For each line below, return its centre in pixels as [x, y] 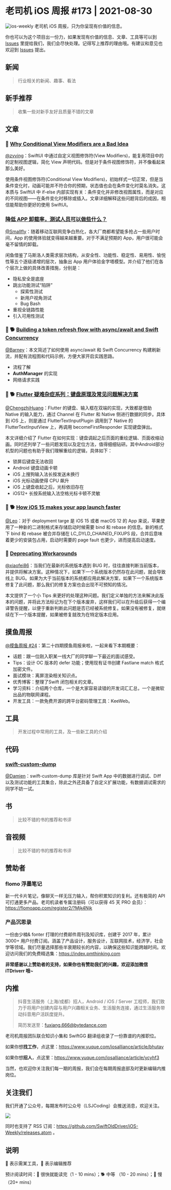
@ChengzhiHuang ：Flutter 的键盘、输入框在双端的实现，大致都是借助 [79, 408]
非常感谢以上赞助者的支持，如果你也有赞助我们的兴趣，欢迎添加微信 [77, 964]
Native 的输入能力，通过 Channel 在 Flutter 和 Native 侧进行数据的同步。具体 [85, 414]
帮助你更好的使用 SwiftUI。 [42, 205]
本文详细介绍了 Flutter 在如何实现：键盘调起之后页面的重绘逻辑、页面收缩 [82, 438]
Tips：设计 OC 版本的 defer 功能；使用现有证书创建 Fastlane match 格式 [88, 662]
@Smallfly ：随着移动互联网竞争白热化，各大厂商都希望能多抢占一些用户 [80, 231]
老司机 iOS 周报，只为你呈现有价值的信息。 [80, 26]
